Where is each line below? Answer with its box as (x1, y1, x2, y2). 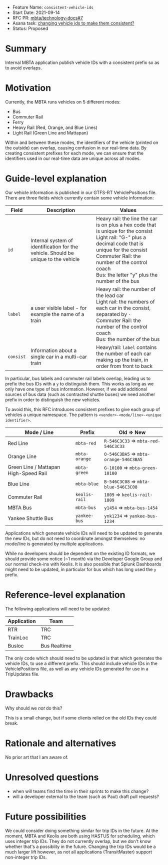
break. (5, 720, 18, 726)
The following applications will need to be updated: (5, 605, 110, 611)
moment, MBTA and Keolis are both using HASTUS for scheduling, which (5, 832, 155, 839)
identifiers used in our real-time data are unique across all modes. (5, 155, 141, 161)
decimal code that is (95, 240, 143, 247)
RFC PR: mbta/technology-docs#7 (12, 15, 83, 20)
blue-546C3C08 (104, 484, 137, 489)
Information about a (30, 347, 77, 354)
